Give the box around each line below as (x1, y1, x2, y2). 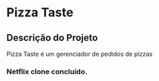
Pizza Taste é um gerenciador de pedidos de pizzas (6, 50, 153, 58)
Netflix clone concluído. (6, 67, 88, 76)
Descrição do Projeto (6, 32, 98, 44)
